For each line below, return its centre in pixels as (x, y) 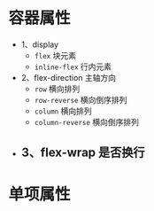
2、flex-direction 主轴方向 (69, 77)
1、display (40, 44)
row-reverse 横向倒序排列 (81, 99)
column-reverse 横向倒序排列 (86, 121)
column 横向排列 (63, 111)
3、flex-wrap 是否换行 (83, 153)
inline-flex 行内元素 (73, 66)
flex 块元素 (55, 55)
